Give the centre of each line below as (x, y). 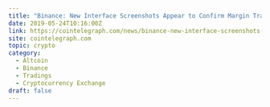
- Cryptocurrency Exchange (61, 83)
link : (17, 31)
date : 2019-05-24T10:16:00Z (55, 23)
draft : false (30, 91)
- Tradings (34, 76)
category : (25, 53)
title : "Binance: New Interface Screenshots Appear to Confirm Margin (129, 16)
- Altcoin (32, 61)
